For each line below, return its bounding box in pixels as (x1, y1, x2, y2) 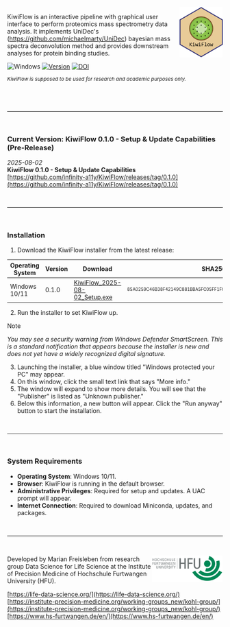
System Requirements (7, 456, 83, 466)
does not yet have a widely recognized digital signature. (7, 349, 166, 357)
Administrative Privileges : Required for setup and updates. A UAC (16, 486, 205, 495)
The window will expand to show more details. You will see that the (16, 384, 207, 393)
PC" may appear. (16, 370, 65, 378)
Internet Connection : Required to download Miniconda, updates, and (16, 501, 213, 510)
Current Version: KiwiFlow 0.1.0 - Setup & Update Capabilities (7, 134, 216, 143)
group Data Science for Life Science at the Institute (7, 562, 151, 570)
